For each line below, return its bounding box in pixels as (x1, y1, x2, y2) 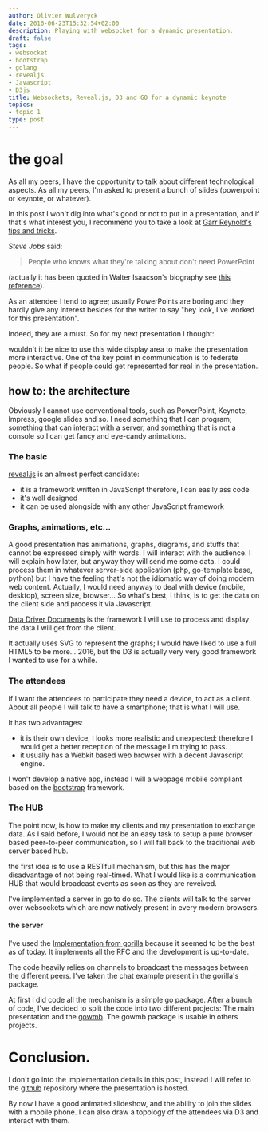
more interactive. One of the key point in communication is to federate (8, 352, 238, 362)
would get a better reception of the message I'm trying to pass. (19, 741, 227, 751)
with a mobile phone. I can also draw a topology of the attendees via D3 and (8, 1107, 259, 1117)
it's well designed (19, 493, 78, 502)
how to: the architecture (8, 384, 131, 398)
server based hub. (8, 846, 69, 856)
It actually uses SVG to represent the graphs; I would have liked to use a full (8, 638, 257, 648)
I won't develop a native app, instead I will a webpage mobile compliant (8, 774, 242, 784)
